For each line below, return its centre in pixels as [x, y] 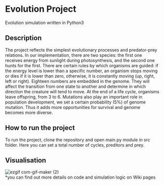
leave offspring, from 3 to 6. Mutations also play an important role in [74, 97]
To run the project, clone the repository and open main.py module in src [78, 140]
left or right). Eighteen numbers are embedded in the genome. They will [77, 81]
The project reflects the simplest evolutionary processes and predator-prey [81, 50]
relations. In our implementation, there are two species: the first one [74, 55]
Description [23, 38]
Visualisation [26, 160]
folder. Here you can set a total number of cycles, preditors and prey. [75, 145]
